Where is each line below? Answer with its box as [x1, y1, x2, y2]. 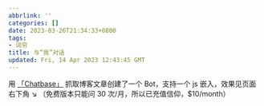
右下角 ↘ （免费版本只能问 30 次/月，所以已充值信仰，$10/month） [8, 88, 230, 98]
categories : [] [8, 19, 59, 27]
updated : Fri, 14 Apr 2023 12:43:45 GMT [8, 57, 146, 65]
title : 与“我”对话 [8, 49, 66, 57]
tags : [8, 33, 26, 42]
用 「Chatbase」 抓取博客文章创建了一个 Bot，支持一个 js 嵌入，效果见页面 [8, 79, 257, 88]
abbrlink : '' [8, 11, 52, 20]
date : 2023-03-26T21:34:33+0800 [8, 26, 116, 34]
